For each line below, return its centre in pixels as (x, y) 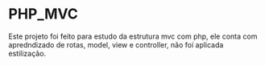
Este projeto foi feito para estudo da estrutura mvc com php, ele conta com (133, 36)
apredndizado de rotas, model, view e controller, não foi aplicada (116, 44)
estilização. (27, 53)
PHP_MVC (43, 14)
